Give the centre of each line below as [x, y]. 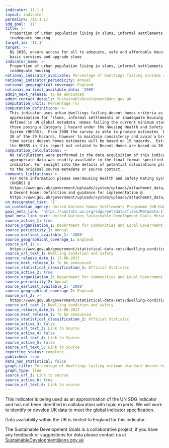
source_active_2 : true [29, 272]
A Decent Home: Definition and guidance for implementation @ [76, 193]
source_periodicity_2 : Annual [37, 282]
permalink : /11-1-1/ [27, 19]
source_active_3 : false [30, 324]
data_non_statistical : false [36, 361]
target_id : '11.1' [24, 43]
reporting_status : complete [35, 352]
